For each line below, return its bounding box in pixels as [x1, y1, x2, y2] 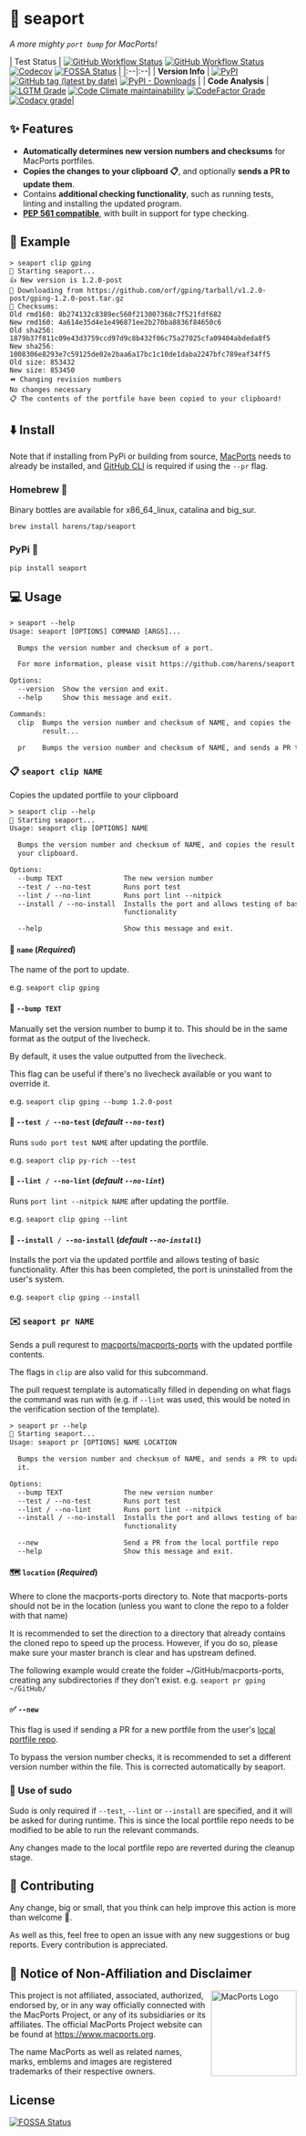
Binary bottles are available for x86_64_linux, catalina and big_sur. [9, 504, 257, 515]
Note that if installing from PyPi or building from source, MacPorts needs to [9, 451, 291, 462]
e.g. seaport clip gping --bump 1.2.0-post [9, 1095, 173, 1107]
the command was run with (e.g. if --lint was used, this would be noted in [9, 1393, 291, 1404]
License [9, 2092, 56, 2108]
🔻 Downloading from [9, 286, 84, 295]
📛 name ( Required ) [9, 943, 76, 954]
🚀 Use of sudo [9, 1784, 73, 1797]
